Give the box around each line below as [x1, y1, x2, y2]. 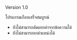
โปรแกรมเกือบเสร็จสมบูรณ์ [5, 14, 49, 20]
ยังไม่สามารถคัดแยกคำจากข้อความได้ [12, 24, 72, 30]
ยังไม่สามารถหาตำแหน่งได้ [12, 30, 55, 36]
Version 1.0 [5, 5, 28, 10]
